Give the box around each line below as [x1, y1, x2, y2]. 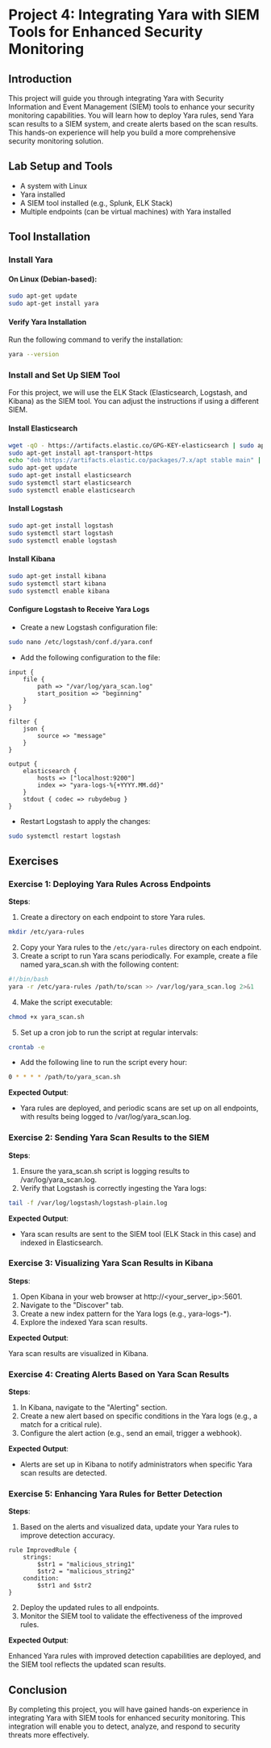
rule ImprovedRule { [8, 1546, 78, 1554]
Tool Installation [8, 230, 91, 243]
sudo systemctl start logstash [8, 529, 114, 537]
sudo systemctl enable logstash [8, 536, 117, 545]
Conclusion [8, 1683, 68, 1696]
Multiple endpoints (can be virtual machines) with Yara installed [19, 206, 231, 216]
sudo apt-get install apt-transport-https [8, 449, 153, 457]
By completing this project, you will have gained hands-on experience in [8, 1704, 248, 1714]
